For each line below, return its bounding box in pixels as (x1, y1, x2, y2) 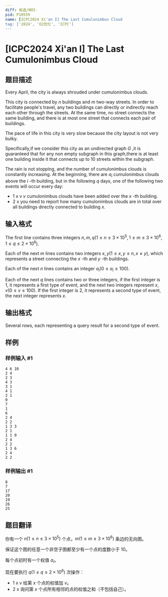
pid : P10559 (5, 12, 30, 17)
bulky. (5, 136, 18, 142)
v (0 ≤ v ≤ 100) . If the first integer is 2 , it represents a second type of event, (5, 287, 161, 293)
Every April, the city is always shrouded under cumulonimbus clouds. (5, 89, 149, 95)
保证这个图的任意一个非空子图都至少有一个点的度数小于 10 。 (5, 546, 130, 552)
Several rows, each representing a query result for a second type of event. (5, 322, 160, 328)
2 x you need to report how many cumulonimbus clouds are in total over (12, 198, 162, 205)
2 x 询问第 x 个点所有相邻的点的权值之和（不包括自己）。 (12, 586, 129, 592)
